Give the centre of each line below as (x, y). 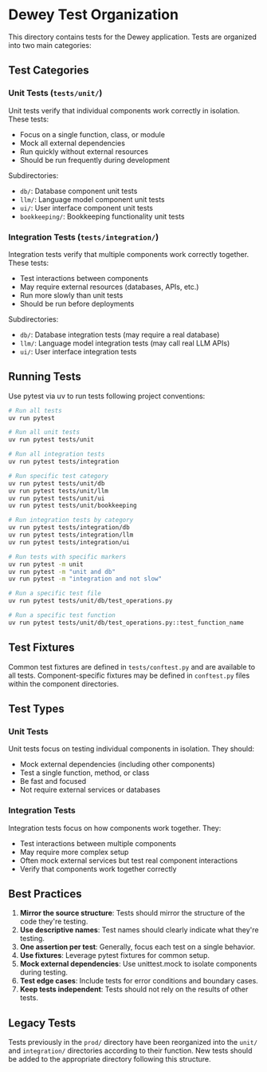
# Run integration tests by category (71, 520)
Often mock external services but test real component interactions (129, 860)
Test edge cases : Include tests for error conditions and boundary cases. (139, 981)
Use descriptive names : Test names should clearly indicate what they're (139, 930)
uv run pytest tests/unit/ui (57, 498)
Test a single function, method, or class (84, 773)
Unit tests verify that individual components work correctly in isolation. (124, 110)
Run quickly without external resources (84, 151)
